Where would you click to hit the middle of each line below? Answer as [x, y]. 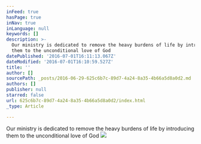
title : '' [19, 67]
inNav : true [21, 23]
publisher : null [26, 90]
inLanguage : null [28, 28]
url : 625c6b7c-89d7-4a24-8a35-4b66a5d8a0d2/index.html [76, 100]
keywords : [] [22, 34]
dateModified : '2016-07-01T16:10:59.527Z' [60, 62]
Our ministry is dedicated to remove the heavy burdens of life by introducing [100, 128]
